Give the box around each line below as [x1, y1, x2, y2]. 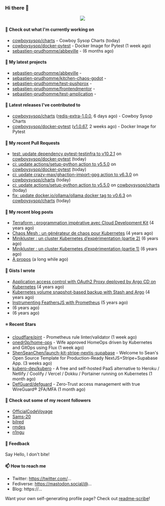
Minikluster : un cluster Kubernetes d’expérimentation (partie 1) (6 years [12, 246, 158, 252]
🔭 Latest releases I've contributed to [5, 102, 81, 108]
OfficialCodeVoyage [12, 408, 53, 414]
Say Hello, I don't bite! [5, 452, 50, 457]
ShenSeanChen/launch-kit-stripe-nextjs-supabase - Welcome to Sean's [12, 349, 159, 355]
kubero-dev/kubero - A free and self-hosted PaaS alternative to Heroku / [12, 365, 160, 371]
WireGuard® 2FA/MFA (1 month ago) [12, 386, 86, 392]
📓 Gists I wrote [5, 267, 35, 273]
